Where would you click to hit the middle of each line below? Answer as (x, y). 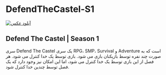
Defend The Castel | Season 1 (52, 39)
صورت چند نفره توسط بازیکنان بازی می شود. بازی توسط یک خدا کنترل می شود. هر (84, 56)
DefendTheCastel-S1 (50, 9)
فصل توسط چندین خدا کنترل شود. (38, 66)
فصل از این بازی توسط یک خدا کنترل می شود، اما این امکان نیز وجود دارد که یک (80, 61)
